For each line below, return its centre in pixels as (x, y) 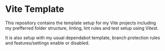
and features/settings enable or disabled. (47, 43)
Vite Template (35, 9)
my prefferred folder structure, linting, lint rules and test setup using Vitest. (82, 28)
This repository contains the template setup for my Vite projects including (81, 23)
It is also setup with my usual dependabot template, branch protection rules (83, 38)
